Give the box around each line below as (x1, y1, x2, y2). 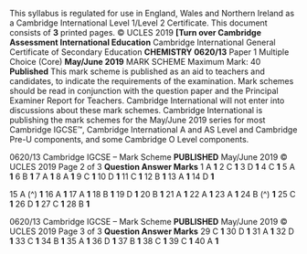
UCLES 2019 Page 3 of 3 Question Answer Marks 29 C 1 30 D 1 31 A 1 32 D (9, 226, 295, 237)
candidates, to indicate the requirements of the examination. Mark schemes (9, 76, 294, 86)
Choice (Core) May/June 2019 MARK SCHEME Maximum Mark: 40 (9, 57, 261, 67)
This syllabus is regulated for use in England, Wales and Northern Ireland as (9, 8, 295, 18)
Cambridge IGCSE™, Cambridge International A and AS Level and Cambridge (9, 124, 298, 135)
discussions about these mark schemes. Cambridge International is (9, 105, 263, 115)
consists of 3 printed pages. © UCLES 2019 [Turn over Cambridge (9, 27, 262, 37)
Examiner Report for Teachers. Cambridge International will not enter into (9, 95, 285, 106)
